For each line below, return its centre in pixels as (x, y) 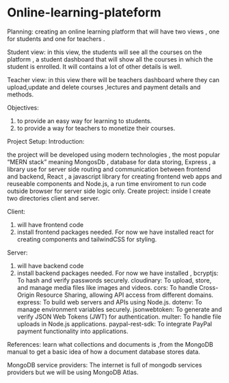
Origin (26, 295)
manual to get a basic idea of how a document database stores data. (104, 352)
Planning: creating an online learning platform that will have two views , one (113, 31)
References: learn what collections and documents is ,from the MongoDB (110, 344)
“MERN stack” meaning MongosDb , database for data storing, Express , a (112, 161)
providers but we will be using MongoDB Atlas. (73, 372)
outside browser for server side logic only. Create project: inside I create (109, 191)
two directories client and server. (54, 198)
